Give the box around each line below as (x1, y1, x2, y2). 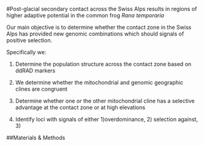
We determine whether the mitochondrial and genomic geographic (15, 79, 184, 86)
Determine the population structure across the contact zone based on (15, 61, 192, 67)
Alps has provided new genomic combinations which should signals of (6, 30, 184, 37)
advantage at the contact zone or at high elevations (15, 104, 146, 111)
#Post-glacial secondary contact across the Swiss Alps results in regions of (6, 6, 197, 12)
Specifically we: (6, 48, 47, 56)
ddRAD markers (15, 67, 56, 74)
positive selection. (6, 37, 53, 44)
